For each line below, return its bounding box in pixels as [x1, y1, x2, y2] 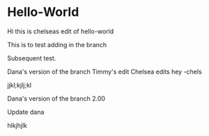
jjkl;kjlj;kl [7, 80, 32, 89]
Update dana [7, 108, 45, 116]
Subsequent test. [7, 53, 56, 62]
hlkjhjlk [7, 121, 28, 129]
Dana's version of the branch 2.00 [7, 94, 106, 103]
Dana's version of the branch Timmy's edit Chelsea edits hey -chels [7, 67, 202, 76]
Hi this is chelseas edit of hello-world [7, 27, 114, 35]
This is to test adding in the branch [7, 40, 107, 49]
